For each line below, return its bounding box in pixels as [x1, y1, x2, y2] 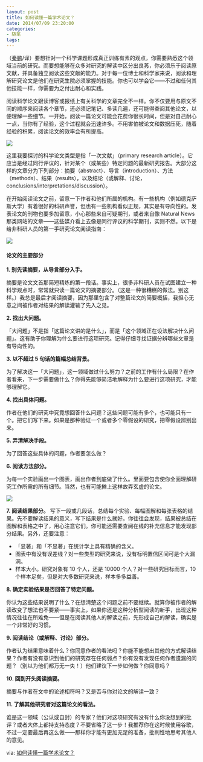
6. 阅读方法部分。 [6, 463, 50, 470]
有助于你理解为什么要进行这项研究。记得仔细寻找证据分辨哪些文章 [24, 335, 189, 342]
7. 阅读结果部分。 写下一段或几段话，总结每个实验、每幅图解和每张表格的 [6, 507, 188, 515]
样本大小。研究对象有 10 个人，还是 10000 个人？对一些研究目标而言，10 [14, 565, 196, 573]
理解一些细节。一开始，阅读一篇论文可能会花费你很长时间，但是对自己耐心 [11, 112, 197, 120]
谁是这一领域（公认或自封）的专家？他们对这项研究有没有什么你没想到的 [6, 714, 186, 721]
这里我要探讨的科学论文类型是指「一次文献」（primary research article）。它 [6, 152, 193, 159]
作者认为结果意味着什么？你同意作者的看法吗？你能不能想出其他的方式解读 [6, 647, 192, 654]
